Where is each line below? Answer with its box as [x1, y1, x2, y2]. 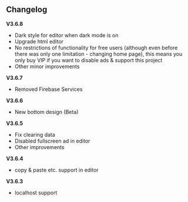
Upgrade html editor [14, 38, 63, 45]
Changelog [6, 5, 48, 15]
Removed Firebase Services [14, 85, 83, 93]
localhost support [14, 189, 58, 196]
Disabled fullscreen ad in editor [14, 137, 90, 144]
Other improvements [14, 143, 65, 150]
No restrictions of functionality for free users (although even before [14, 44, 178, 51]
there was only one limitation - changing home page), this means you [14, 50, 183, 58]
